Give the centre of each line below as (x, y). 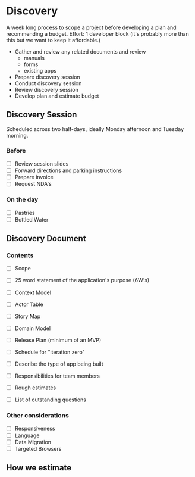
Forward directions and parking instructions (68, 170)
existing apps (40, 70)
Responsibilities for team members (57, 376)
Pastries (25, 213)
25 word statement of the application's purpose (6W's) (82, 280)
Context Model (33, 292)
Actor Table (29, 304)
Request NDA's (33, 184)
